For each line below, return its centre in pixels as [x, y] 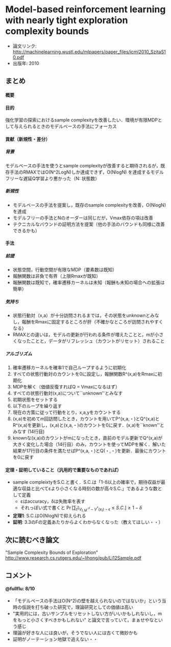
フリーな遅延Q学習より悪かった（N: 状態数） [52, 178]
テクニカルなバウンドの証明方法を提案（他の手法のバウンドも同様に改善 [89, 224]
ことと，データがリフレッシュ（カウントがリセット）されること [97, 341]
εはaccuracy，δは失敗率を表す [53, 501]
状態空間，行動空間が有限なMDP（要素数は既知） [65, 270]
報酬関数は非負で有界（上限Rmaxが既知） [57, 276]
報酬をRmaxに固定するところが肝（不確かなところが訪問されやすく [92, 322]
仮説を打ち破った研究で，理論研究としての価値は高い [78, 607]
